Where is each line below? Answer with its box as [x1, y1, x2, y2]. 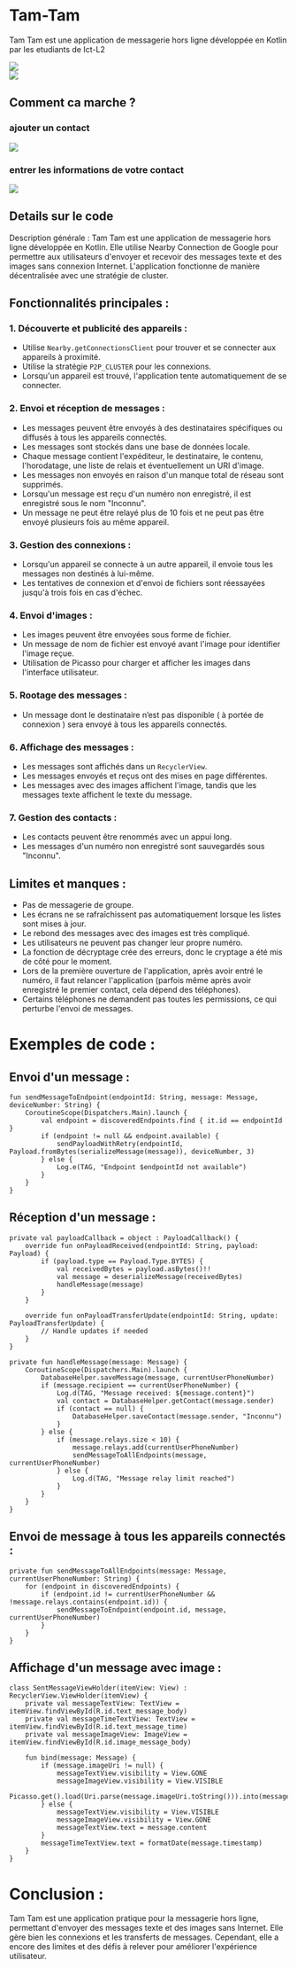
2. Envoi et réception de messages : [9, 402, 165, 415]
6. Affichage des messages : [9, 741, 134, 754]
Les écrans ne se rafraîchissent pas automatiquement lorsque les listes [21, 910, 281, 920]
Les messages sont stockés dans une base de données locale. [21, 441, 250, 452]
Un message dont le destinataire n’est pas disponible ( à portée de [21, 709, 264, 720]
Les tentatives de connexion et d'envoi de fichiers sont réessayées [21, 578, 265, 589]
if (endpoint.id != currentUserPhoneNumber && [41, 1589, 216, 1598]
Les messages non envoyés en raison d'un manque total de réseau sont [21, 469, 285, 480]
